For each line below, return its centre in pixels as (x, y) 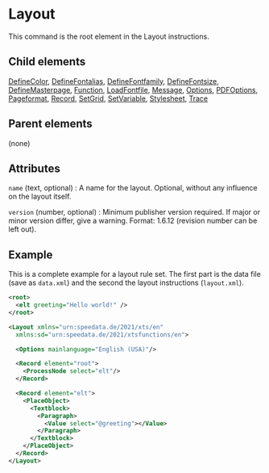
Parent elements (50, 124)
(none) (19, 143)
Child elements (47, 62)
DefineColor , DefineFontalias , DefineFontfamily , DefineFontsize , (114, 81)
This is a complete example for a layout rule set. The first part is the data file (135, 274)
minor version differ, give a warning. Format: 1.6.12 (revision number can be (133, 221)
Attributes (34, 168)
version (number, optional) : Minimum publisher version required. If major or (134, 212)
